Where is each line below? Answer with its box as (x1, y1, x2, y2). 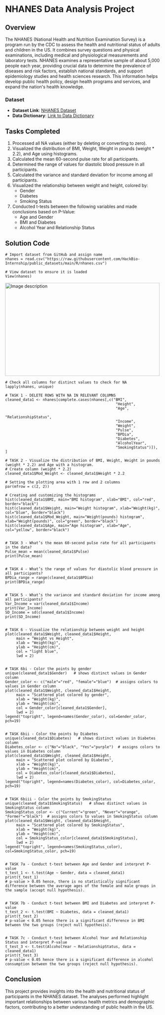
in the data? (5, 545, 32, 550)
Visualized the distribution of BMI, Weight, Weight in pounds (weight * (12, 145, 155, 152)
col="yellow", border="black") (5, 527, 70, 532)
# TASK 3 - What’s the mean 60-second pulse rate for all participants (5, 540, 156, 545)
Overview (5, 23, 36, 32)
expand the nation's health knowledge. (5, 84, 84, 90)
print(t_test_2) (5, 914, 39, 919)
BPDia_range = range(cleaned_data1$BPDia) (5, 575, 94, 580)
